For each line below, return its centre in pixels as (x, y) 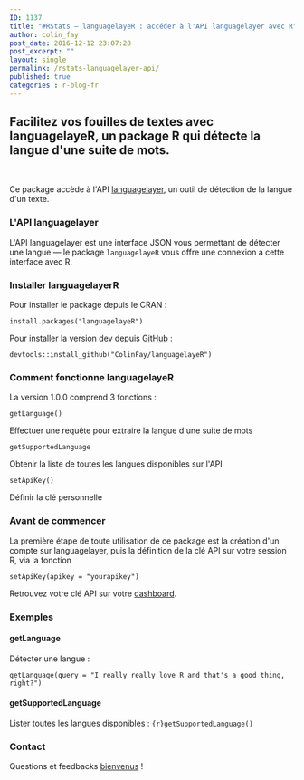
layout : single (38, 60)
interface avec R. (41, 261)
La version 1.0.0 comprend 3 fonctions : (83, 397)
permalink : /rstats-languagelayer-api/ (85, 69)
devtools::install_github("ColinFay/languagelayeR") (111, 355)
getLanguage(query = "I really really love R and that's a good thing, (147, 675)
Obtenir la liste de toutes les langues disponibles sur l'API (116, 464)
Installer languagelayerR (64, 284)
